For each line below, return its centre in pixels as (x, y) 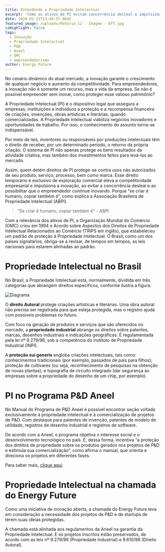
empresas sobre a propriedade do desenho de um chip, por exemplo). (76, 376)
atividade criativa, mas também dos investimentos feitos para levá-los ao (79, 155)
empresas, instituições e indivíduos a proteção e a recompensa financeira (80, 109)
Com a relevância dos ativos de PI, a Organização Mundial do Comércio (78, 221)
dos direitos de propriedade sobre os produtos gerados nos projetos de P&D (82, 445)
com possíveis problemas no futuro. (41, 315)
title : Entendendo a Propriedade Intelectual (52, 10)
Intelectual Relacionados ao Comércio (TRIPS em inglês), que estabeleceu (80, 231)
